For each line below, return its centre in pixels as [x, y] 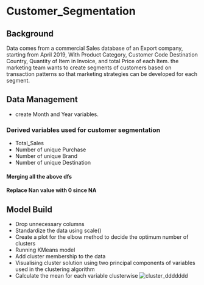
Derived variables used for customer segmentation [83, 130]
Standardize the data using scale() [58, 231]
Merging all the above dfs [39, 176]
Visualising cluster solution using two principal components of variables [105, 263]
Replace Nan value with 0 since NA [51, 190]
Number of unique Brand [46, 156]
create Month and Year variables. [57, 114]
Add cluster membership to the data [60, 256]
